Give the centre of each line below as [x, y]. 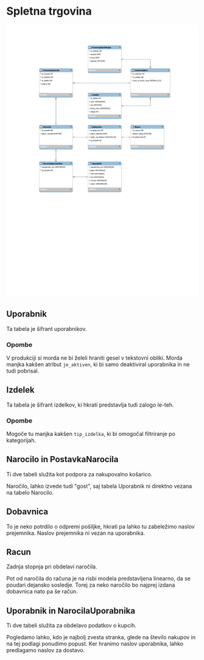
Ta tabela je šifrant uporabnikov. [47, 328]
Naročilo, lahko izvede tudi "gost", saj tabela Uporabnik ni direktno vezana [99, 486]
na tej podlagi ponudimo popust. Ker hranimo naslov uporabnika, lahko [95, 644]
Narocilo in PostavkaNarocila [62, 459]
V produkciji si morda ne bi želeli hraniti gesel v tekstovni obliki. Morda [94, 358]
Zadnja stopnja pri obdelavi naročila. [52, 567]
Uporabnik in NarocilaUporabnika [71, 611]
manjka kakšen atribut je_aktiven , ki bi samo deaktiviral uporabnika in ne [98, 364]
